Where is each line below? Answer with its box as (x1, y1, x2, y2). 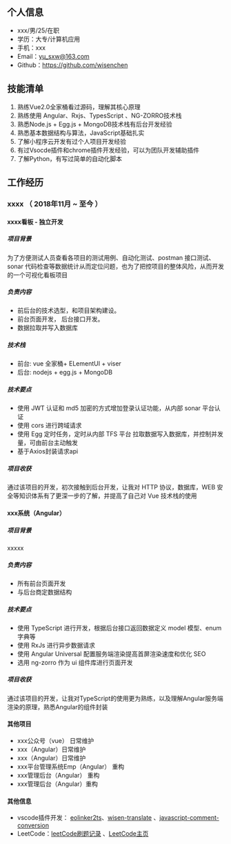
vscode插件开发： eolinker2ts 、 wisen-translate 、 (17, 814, 160, 822)
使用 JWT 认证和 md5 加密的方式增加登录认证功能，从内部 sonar (17, 404, 201, 413)
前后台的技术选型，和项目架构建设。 (17, 306, 121, 315)
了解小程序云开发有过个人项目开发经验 (17, 137, 126, 145)
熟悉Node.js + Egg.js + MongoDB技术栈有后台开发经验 (17, 120, 172, 128)
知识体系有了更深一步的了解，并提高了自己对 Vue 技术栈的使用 (19, 491, 197, 500)
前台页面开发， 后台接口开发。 (17, 315, 104, 323)
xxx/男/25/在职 (17, 26, 60, 35)
